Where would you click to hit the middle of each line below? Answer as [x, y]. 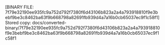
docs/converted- [49, 22]
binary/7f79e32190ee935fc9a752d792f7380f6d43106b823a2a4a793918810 [82, 28]
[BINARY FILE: [19, 7]
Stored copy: [18, 22]
